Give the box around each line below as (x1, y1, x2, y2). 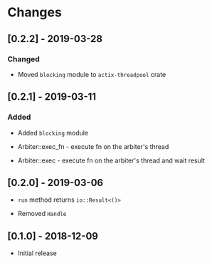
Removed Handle (17, 210, 67, 218)
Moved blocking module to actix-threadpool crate (17, 70, 166, 78)
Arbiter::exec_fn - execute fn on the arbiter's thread (17, 142, 169, 150)
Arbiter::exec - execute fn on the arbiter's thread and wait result (17, 156, 205, 165)
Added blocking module (17, 128, 89, 137)
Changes (7, 4, 62, 21)
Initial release (17, 249, 57, 257)
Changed (7, 54, 41, 64)
